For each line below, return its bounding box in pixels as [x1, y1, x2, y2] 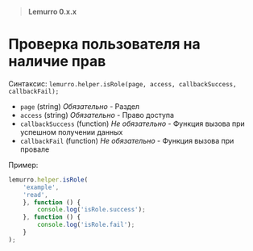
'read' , [23, 190, 48, 199]
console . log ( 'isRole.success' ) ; [37, 206, 147, 214]
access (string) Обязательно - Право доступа [19, 110, 175, 119]
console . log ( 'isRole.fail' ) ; [37, 221, 135, 229]
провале [19, 144, 50, 154]
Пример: [8, 160, 39, 169]
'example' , [23, 183, 60, 191]
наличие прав [8, 52, 106, 71]
